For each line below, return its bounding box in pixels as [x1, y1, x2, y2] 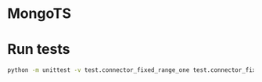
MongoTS [7, 5, 72, 23]
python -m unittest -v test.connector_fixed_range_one [7, 66, 190, 74]
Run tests [7, 41, 70, 59]
